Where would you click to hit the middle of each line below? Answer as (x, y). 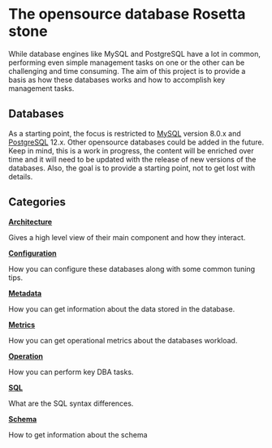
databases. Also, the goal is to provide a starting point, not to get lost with (132, 168)
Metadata (25, 293)
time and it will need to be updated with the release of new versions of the (132, 159)
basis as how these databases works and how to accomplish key (117, 80)
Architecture (30, 222)
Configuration (32, 253)
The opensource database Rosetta (127, 14)
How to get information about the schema (78, 434)
